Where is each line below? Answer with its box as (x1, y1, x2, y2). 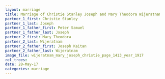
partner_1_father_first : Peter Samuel (5, 26, 84, 30)
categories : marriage (5, 67, 50, 72)
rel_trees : (5, 57, 27, 62)
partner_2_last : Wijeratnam (5, 39, 63, 44)
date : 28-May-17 (5, 62, 38, 67)
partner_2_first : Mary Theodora (5, 35, 71, 40)
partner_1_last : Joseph (5, 21, 54, 26)
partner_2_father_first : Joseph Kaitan (5, 44, 87, 49)
